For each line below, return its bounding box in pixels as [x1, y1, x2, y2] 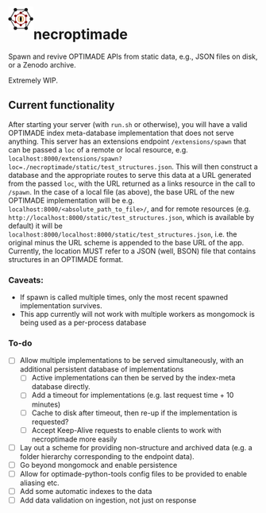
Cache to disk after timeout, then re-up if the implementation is [31, 407, 238, 418]
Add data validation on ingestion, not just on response [19, 495, 197, 505]
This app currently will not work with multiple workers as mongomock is [19, 310, 256, 319]
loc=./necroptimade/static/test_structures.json [8, 163, 172, 172]
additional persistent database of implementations [19, 364, 184, 374]
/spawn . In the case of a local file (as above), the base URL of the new [8, 187, 235, 196]
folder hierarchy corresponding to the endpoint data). [19, 451, 195, 461]
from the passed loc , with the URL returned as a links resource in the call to [8, 179, 256, 188]
